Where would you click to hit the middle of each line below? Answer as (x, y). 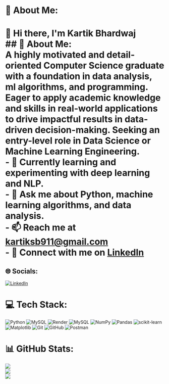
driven (19, 130)
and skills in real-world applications (81, 109)
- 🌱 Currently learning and (61, 162)
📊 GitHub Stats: (40, 349)
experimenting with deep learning (78, 173)
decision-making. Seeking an (97, 130)
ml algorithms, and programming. (77, 87)
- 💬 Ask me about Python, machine (79, 195)
